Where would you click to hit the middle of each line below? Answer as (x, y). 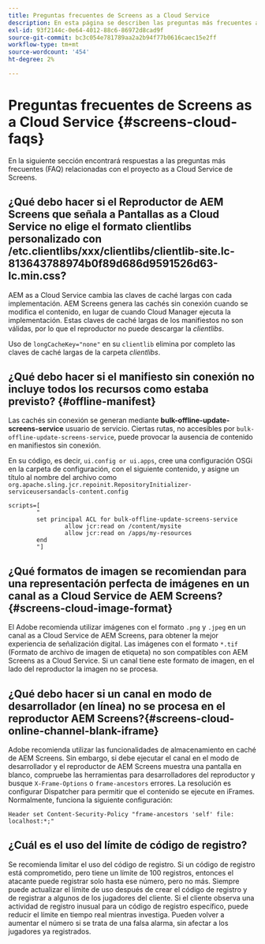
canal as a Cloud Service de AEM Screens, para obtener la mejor (114, 636)
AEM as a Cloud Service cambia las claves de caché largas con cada (120, 295)
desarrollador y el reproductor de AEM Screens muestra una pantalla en (125, 767)
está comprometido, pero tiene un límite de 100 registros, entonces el (121, 872)
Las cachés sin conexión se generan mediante (84, 420)
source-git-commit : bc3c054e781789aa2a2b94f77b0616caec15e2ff (112, 37)
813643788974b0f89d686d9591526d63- (113, 264)
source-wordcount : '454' (49, 52)
